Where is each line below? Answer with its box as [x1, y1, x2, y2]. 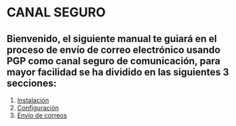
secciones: [6, 77, 57, 89]
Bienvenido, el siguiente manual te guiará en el [6, 33, 218, 45]
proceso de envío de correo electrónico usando [6, 43, 221, 56]
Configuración [16, 104, 60, 112]
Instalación [16, 96, 50, 104]
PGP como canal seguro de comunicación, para [6, 55, 221, 67]
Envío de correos [16, 111, 68, 120]
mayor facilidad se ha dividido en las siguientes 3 [6, 65, 230, 78]
